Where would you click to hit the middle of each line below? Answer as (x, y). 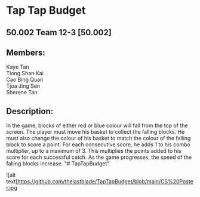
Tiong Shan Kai (25, 73)
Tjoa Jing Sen (23, 86)
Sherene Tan (22, 93)
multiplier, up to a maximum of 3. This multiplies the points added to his (94, 151)
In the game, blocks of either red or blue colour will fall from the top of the (97, 125)
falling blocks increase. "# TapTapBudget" (58, 164)
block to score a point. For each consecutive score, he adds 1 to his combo (99, 144)
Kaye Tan (18, 67)
